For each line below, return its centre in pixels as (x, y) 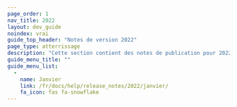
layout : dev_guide (34, 27)
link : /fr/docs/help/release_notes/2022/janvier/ (95, 86)
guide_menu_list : (33, 66)
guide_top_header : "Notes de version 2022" (72, 40)
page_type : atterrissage (44, 46)
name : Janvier (41, 79)
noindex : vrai (28, 33)
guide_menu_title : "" (39, 60)
